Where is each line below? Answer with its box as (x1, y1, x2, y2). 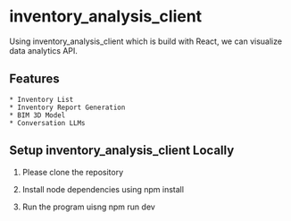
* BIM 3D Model (9, 110, 66, 120)
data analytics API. (9, 45, 79, 55)
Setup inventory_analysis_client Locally (9, 143, 235, 158)
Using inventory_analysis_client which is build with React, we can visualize (9, 36, 283, 47)
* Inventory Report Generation (9, 103, 126, 112)
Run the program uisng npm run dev (21, 201, 156, 212)
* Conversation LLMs (9, 118, 87, 127)
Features (9, 72, 60, 87)
